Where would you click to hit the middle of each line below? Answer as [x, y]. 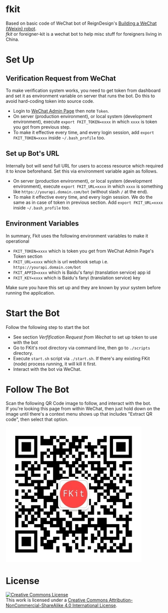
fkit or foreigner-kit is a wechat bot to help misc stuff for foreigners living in [84, 34]
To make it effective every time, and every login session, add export [83, 132]
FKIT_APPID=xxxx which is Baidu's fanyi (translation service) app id [82, 272]
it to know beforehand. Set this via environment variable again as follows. [82, 171]
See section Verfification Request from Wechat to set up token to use [85, 337]
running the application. [30, 293]
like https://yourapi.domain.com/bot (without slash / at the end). [80, 191]
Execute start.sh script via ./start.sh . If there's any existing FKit [81, 358]
